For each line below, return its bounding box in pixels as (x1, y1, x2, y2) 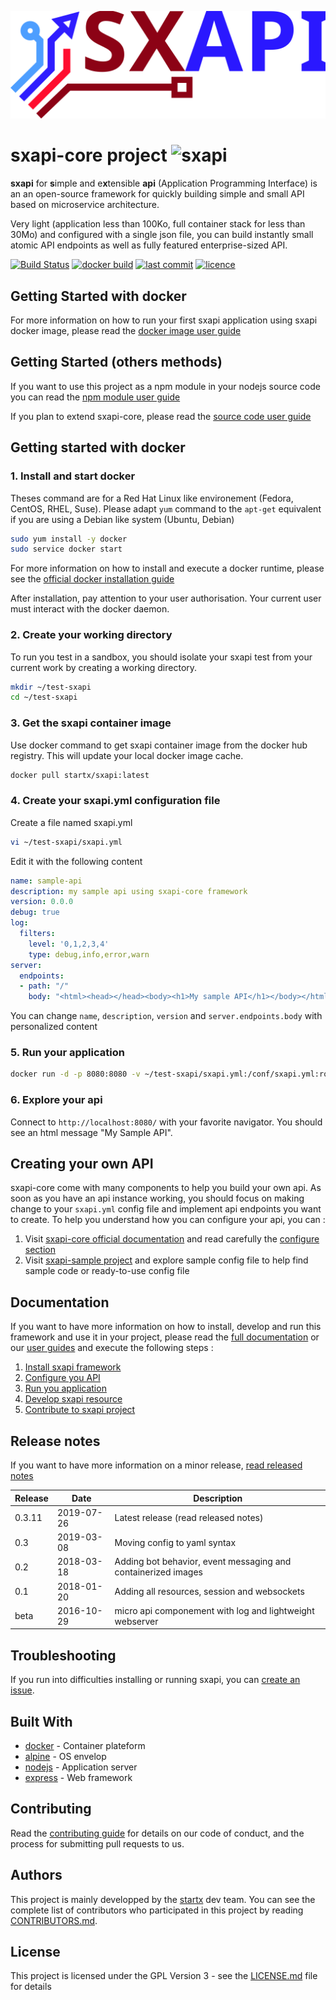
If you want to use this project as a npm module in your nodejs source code (10, 380, 321, 392)
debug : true (10, 907, 60, 918)
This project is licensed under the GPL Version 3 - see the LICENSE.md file (10, 1970, 318, 1982)
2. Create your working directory (10, 628, 173, 642)
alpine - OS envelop (24, 1750, 107, 1762)
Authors (10, 1867, 63, 1884)
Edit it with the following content (10, 855, 143, 867)
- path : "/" (19, 981, 70, 991)
